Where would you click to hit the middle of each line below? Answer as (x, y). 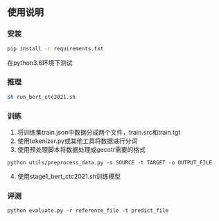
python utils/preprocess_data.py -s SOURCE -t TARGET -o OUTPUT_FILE (110, 163)
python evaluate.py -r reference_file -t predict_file (88, 211)
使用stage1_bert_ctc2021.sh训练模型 (69, 176)
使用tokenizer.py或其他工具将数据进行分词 (77, 141)
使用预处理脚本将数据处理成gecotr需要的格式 (81, 150)
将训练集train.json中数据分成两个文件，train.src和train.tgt (99, 133)
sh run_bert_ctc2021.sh (42, 97)
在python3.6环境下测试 (40, 63)
